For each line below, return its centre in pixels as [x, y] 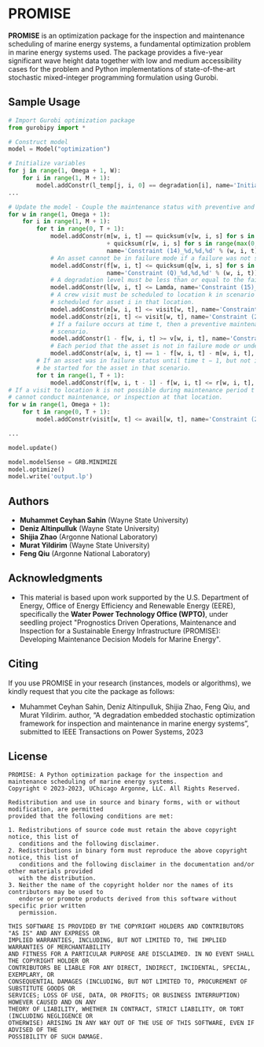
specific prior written [47, 906]
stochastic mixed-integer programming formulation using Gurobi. [113, 77]
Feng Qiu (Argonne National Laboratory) [85, 554]
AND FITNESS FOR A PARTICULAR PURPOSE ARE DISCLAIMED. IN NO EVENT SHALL [132, 954]
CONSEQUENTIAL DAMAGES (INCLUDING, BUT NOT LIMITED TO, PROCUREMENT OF [128, 982]
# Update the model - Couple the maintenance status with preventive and [132, 207]
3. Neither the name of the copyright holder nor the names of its [121, 885]
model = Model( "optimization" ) [59, 149]
